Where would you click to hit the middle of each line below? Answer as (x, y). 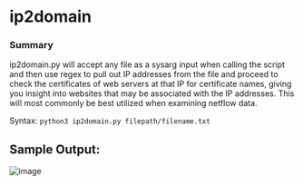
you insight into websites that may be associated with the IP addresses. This (152, 93)
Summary (32, 45)
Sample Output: (55, 149)
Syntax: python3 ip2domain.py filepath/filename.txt (110, 121)
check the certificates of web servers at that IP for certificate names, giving (151, 84)
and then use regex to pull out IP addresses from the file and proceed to (144, 74)
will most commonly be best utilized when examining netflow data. (133, 103)
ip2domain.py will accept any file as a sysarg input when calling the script (147, 64)
